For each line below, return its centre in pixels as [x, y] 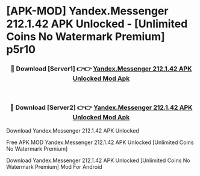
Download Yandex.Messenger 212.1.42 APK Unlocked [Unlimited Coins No [98, 160]
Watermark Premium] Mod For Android [54, 166]
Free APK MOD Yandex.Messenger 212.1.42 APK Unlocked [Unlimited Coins [100, 142]
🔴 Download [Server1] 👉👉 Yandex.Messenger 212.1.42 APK [101, 69]
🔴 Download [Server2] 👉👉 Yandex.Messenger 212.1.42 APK [101, 108]
